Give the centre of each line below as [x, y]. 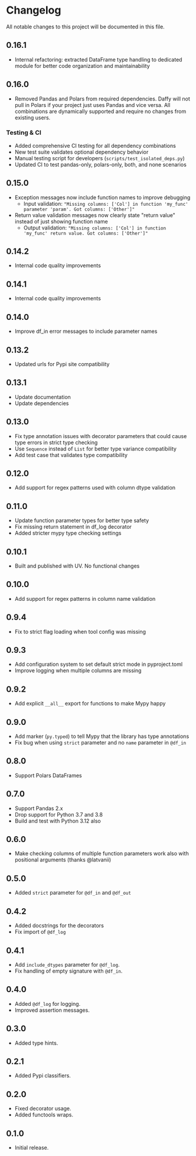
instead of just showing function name [61, 221]
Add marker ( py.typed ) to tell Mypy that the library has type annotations [102, 736]
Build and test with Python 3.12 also [58, 821]
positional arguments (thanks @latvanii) [63, 860]
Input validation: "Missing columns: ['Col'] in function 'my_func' [106, 203]
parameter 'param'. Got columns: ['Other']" [79, 209]
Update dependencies [42, 403]
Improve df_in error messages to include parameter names [86, 331]
